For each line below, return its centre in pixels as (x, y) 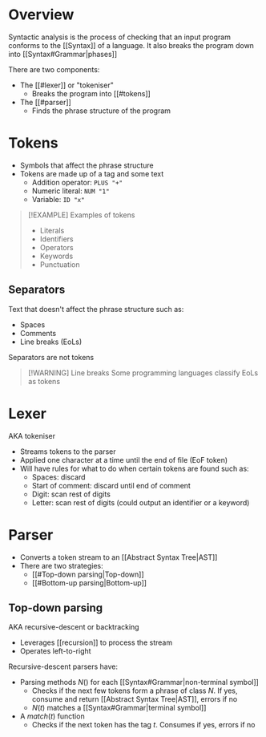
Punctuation (60, 264)
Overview (41, 15)
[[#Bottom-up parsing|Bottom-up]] (89, 582)
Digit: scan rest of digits (71, 494)
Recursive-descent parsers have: (63, 666)
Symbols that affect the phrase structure (87, 165)
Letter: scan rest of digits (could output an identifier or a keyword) (141, 502)
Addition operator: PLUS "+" (77, 182)
